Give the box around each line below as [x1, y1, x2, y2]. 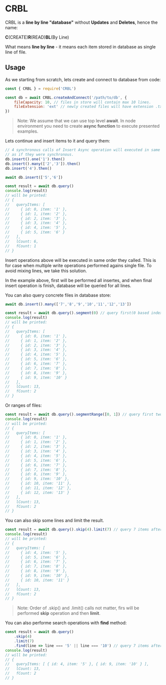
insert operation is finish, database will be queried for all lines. [5, 283, 131, 289]
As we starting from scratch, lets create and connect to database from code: [5, 76, 161, 82]
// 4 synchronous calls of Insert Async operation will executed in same [5, 147, 161, 152]
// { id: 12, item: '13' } [5, 490, 70, 495]
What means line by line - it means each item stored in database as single [5, 44, 156, 49]
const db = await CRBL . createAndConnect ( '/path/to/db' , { [5, 95, 127, 100]
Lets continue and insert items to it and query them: [5, 138, 110, 144]
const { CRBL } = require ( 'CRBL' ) [5, 86, 77, 91]
